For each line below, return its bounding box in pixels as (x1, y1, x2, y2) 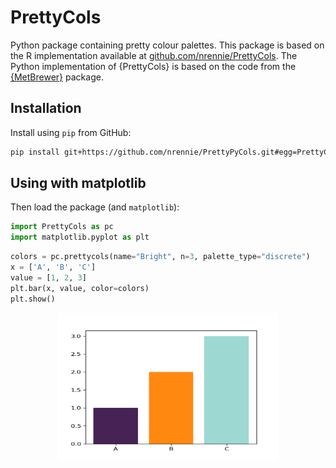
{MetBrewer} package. (10, 71, 104, 83)
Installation (10, 100, 82, 117)
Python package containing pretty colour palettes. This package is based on (10, 39, 325, 51)
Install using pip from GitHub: (10, 126, 132, 138)
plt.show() (10, 294, 56, 304)
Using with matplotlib (10, 175, 147, 192)
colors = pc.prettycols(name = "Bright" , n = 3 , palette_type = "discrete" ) (10, 252, 311, 262)
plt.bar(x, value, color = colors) (10, 283, 150, 293)
